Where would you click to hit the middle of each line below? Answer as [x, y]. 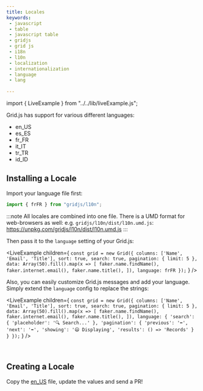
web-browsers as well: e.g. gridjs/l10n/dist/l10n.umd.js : [80, 222]
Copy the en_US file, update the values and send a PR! [75, 381]
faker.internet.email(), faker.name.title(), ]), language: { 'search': [101, 316]
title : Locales [26, 12]
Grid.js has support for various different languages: [71, 115]
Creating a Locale [41, 367]
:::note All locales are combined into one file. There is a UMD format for [96, 216]
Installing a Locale [41, 179]
